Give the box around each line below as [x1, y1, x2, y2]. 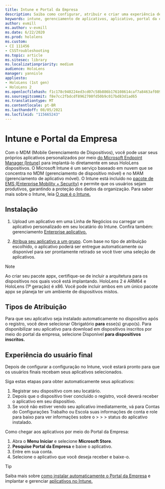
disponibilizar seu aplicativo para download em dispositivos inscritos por [5, 326, 152, 332]
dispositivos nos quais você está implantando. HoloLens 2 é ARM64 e [5, 278, 146, 284]
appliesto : [5, 76, 27, 80]
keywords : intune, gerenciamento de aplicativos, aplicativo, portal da [5, 16, 157, 21]
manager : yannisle [5, 71, 43, 76]
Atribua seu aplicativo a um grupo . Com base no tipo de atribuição [12, 238, 147, 244]
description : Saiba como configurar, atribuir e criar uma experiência [5, 12, 155, 17]
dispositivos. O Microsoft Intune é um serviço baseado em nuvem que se [5, 165, 153, 171]
